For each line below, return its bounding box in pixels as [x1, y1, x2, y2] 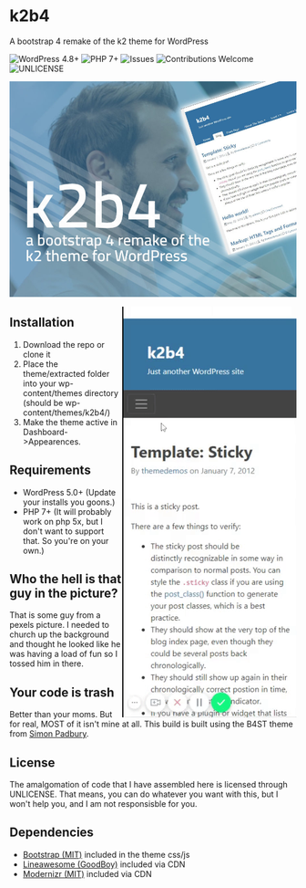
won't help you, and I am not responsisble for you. [9, 799, 198, 809]
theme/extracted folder [22, 368, 110, 379]
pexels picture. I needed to [9, 620, 109, 631]
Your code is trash [9, 684, 115, 700]
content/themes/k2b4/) [22, 407, 111, 418]
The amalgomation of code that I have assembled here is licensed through [9, 779, 289, 789]
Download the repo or [22, 339, 105, 350]
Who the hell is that [9, 571, 122, 587]
